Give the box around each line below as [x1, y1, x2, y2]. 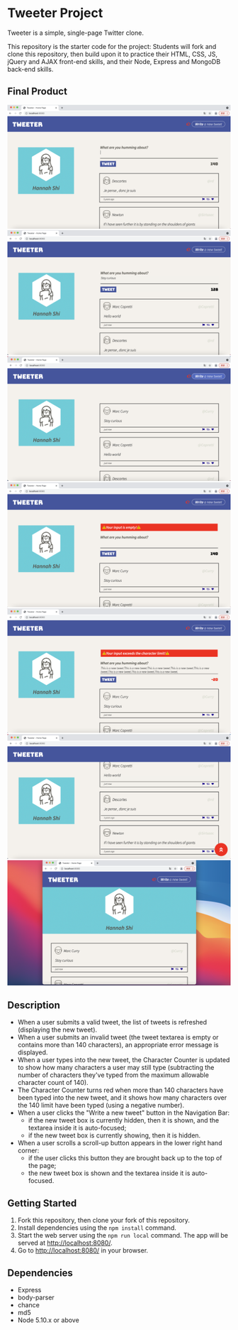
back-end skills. [7, 65, 54, 73]
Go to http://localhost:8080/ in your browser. [17, 1246, 149, 1255]
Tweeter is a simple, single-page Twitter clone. [7, 28, 144, 37]
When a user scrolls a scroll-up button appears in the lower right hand [17, 1139, 222, 1147]
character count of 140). [17, 1078, 89, 1087]
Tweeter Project [7, 5, 103, 21]
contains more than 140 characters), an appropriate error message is [17, 1041, 219, 1049]
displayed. [17, 1048, 48, 1056]
